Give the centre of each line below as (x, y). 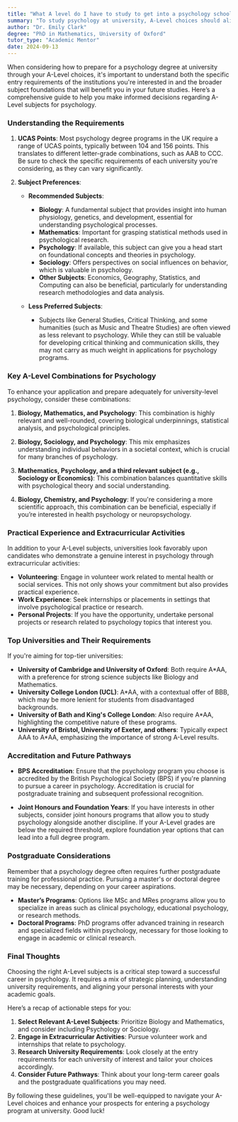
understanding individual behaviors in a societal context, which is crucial (124, 449)
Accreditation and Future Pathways (69, 756)
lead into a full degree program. (63, 838)
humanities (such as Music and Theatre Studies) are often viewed (135, 327)
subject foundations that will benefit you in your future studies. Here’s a (112, 90)
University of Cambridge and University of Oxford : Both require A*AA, (122, 670)
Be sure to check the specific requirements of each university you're (118, 161)
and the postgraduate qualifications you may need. (92, 1082)
